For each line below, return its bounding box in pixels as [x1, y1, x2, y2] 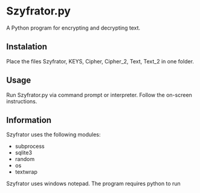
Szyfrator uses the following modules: [6, 131, 101, 138]
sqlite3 [15, 149, 32, 156]
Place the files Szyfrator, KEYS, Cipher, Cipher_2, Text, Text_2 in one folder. [6, 57, 195, 65]
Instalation [6, 42, 47, 52]
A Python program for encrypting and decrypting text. [6, 24, 141, 31]
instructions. [6, 98, 37, 105]
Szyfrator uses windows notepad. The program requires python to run [6, 180, 181, 188]
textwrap [15, 168, 37, 176]
